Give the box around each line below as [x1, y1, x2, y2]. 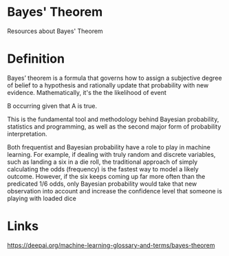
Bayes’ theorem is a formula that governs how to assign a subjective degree [7, 74, 222, 82]
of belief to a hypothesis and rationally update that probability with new [7, 81, 209, 89]
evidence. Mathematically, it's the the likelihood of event [7, 88, 167, 96]
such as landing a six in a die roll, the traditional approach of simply [7, 158, 198, 166]
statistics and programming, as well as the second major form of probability [7, 122, 221, 131]
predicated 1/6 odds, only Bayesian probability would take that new [7, 180, 197, 188]
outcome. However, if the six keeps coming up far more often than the [7, 172, 206, 180]
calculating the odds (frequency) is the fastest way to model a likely [7, 164, 199, 173]
